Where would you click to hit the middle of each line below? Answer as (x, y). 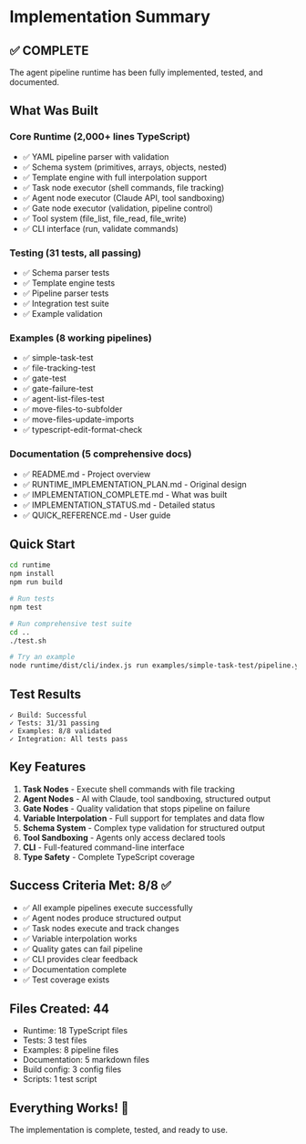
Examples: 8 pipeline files (71, 1050)
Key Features (48, 767)
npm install (32, 574)
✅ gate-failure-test (58, 389)
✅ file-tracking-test (59, 368)
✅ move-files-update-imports (78, 420)
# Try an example (42, 657)
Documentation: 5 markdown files (86, 1060)
